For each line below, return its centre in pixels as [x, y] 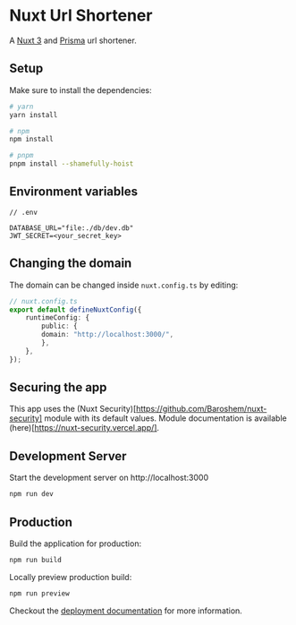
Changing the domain [71, 264]
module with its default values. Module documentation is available [166, 418]
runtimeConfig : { [58, 318]
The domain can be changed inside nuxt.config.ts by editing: [124, 285]
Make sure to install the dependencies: [80, 90]
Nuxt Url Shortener [81, 16]
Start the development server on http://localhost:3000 [109, 478]
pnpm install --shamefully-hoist [72, 164]
